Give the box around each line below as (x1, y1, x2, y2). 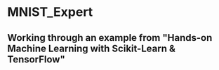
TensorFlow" (7, 53, 65, 65)
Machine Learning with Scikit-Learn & (7, 42, 175, 54)
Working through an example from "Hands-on (7, 32, 213, 44)
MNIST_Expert (7, 4, 93, 20)
